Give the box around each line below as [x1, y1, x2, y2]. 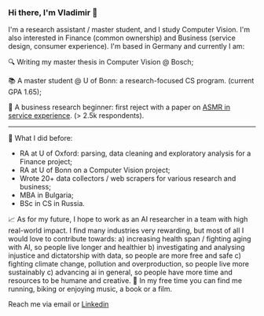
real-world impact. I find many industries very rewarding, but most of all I [8, 226, 244, 235]
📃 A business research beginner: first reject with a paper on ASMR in [8, 102, 230, 112]
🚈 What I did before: [8, 134, 73, 143]
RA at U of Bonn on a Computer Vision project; [19, 165, 170, 175]
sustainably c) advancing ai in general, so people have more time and [8, 267, 233, 277]
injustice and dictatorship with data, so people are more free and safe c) [8, 251, 242, 260]
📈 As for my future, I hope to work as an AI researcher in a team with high [8, 215, 248, 224]
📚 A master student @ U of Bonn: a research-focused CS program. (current [8, 76, 255, 86]
